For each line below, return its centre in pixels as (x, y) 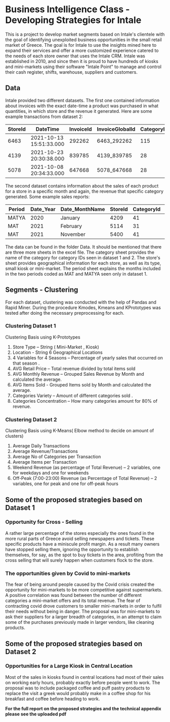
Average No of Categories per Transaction (57, 457)
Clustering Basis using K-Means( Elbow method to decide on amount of (80, 431)
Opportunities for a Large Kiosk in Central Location (69, 666)
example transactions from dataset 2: (44, 116)
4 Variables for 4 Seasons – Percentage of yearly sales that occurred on (88, 357)
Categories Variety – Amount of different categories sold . (73, 396)
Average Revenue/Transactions (45, 452)
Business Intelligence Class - (68, 9)
